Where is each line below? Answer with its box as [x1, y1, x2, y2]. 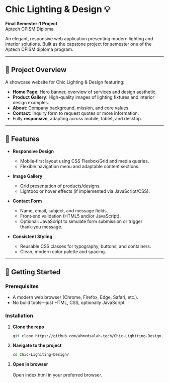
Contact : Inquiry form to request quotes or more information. [12, 110, 139, 116]
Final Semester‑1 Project [5, 20, 58, 26]
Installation [5, 312, 34, 319]
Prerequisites [5, 283, 39, 290]
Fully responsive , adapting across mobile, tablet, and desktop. [12, 115, 142, 121]
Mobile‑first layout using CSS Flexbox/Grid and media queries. [20, 158, 149, 164]
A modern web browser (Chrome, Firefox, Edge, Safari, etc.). [12, 294, 139, 300]
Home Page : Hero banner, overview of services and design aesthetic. [12, 89, 157, 95]
